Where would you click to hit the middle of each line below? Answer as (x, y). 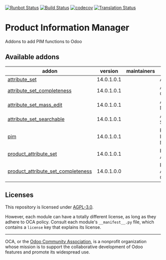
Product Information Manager (67, 28)
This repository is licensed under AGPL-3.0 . (49, 207)
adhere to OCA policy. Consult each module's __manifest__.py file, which (80, 222)
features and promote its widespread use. (48, 252)
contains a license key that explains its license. (53, 227)
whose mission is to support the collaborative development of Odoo (74, 247)
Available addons (32, 57)
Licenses (19, 195)
